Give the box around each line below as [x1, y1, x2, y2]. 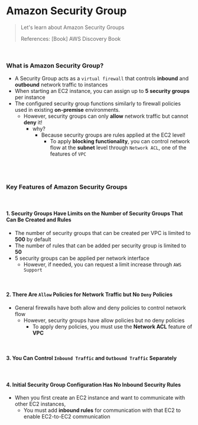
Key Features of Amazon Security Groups [6, 183, 128, 191]
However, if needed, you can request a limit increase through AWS [23, 260, 182, 268]
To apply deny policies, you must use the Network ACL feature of [32, 323, 193, 330]
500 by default [14, 236, 51, 243]
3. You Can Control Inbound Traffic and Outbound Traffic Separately [6, 354, 177, 362]
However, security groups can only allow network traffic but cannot [23, 112, 189, 120]
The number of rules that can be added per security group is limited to [14, 242, 186, 249]
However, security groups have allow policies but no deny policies [23, 317, 185, 324]
